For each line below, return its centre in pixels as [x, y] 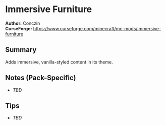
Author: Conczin [23, 23]
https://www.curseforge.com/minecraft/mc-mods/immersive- [97, 28]
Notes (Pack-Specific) [41, 78]
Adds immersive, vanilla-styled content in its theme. [59, 62]
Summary [21, 50]
